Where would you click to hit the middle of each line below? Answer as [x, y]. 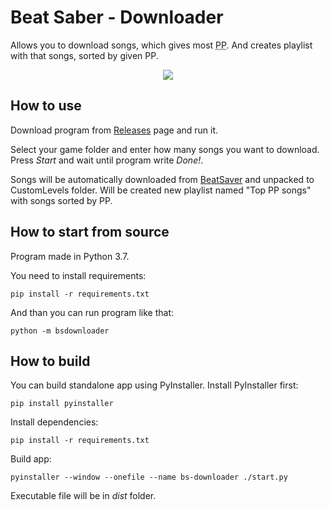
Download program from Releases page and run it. [114, 130]
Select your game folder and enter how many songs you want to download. [165, 149]
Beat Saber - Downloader [117, 17]
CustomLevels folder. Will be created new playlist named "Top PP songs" [161, 190]
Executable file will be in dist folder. [83, 496]
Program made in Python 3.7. [70, 256]
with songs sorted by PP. [61, 200]
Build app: [31, 459]
